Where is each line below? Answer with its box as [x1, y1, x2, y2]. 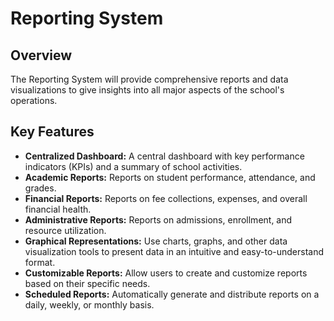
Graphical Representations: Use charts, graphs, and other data [24, 235, 288, 247]
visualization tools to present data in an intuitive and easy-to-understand [24, 245, 325, 257]
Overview [10, 47, 73, 64]
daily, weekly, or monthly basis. [24, 298, 155, 311]
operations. [10, 95, 58, 106]
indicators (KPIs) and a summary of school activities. [24, 160, 243, 172]
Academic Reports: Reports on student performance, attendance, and [24, 171, 316, 183]
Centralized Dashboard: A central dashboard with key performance [24, 150, 305, 162]
